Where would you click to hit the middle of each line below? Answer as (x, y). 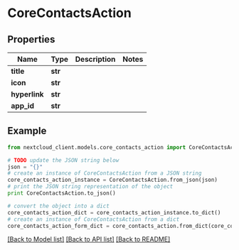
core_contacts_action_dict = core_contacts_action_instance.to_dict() (114, 212)
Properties (31, 39)
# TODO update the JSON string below (63, 160)
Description (95, 59)
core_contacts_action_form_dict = (59, 226)
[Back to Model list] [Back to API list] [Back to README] (89, 239)
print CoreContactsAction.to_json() (62, 193)
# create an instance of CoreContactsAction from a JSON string (105, 173)
